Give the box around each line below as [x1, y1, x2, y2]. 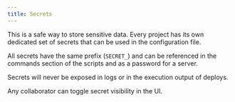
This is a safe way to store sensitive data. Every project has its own [7, 30, 204, 39]
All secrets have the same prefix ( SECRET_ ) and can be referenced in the [7, 51, 217, 60]
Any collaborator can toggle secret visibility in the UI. [7, 86, 162, 95]
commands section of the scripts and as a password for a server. [7, 58, 198, 68]
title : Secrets [7, 10, 53, 18]
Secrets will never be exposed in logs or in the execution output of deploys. [7, 73, 229, 81]
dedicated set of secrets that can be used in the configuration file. [7, 37, 202, 46]
